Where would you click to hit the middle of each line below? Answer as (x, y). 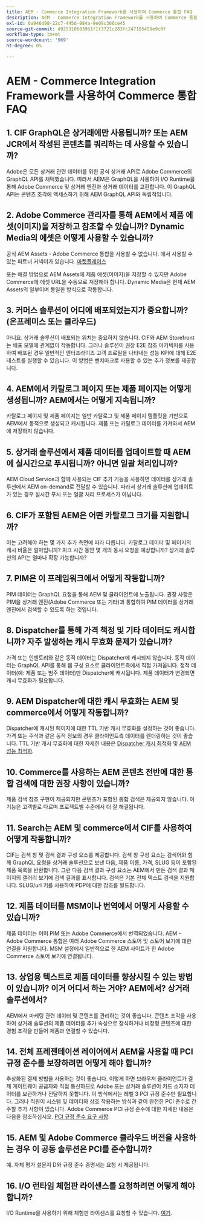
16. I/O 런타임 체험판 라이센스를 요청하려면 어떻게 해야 (101, 1186)
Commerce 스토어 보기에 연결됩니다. (50, 956)
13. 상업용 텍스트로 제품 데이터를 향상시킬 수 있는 (91, 977)
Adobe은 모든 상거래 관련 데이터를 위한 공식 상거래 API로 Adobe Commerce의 (99, 171)
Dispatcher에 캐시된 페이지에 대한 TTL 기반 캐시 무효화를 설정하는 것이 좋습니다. (101, 728)
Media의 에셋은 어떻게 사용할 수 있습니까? (80, 238)
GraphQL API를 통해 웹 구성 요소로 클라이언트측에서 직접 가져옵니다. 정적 (104, 665)
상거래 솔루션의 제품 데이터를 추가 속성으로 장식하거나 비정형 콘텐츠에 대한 (105, 1023)
